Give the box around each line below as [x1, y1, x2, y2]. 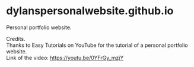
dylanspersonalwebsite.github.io [6, 4, 174, 18]
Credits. [6, 35, 26, 42]
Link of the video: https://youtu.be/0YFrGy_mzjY [6, 54, 124, 61]
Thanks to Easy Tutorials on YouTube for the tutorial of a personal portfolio [6, 42, 188, 49]
